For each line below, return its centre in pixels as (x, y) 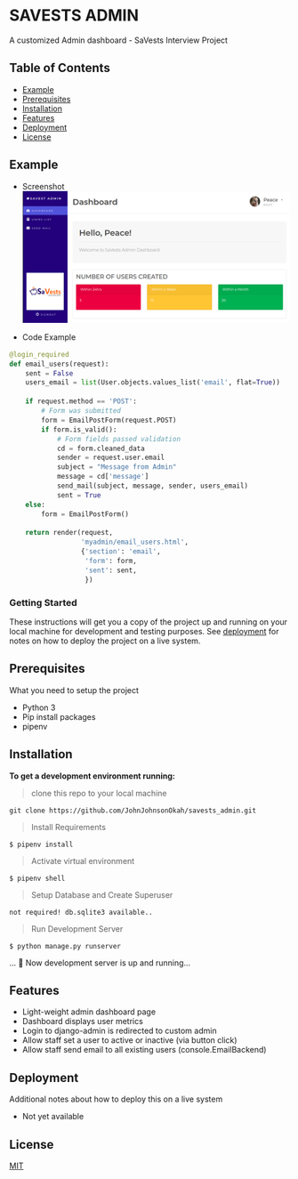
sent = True (79, 495)
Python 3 (39, 707)
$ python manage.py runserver (65, 946)
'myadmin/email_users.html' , (135, 542)
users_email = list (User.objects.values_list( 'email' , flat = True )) (153, 383)
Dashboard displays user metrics (83, 1022)
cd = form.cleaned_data (101, 448)
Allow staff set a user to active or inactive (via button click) (129, 1040)
